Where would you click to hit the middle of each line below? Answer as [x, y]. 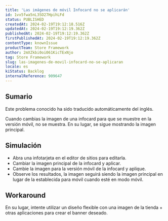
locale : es [17, 67]
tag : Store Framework [28, 57]
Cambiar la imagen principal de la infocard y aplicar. [67, 163]
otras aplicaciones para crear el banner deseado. [56, 213]
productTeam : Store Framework [37, 48]
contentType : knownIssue [31, 43]
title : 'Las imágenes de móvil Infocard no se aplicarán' [68, 10]
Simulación [23, 146]
